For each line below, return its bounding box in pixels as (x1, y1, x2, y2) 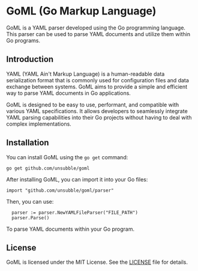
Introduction (6, 54, 54, 64)
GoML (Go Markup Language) (6, 4, 157, 18)
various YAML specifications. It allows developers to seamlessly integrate (6, 107, 188, 115)
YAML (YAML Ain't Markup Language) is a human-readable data (6, 70, 165, 78)
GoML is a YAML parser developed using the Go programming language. (6, 24, 186, 31)
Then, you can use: (6, 198, 54, 205)
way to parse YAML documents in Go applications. (6, 89, 131, 97)
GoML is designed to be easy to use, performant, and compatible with (6, 101, 179, 108)
